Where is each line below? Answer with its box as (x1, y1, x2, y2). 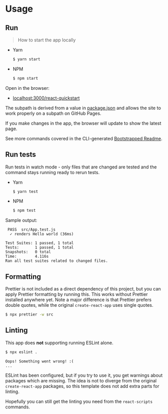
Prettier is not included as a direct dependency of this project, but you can (5, 286, 161, 292)
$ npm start (12, 76, 38, 81)
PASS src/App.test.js (7, 227, 56, 232)
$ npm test (12, 208, 36, 213)
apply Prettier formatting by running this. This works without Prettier (5, 291, 148, 298)
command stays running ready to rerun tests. (5, 169, 100, 175)
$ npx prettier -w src (5, 312, 53, 317)
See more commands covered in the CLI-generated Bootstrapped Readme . (5, 135, 163, 141)
